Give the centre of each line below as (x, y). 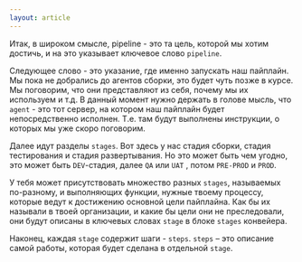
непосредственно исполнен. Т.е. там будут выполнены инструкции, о (145, 118)
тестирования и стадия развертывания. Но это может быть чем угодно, (149, 155)
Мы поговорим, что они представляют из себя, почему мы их (129, 89)
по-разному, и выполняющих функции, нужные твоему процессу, (137, 192)
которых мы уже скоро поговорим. (78, 128)
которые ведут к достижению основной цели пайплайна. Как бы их (140, 201)
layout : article (40, 18)
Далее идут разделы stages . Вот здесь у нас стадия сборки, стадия (140, 145)
